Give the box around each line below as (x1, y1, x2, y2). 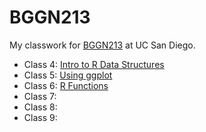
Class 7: (23, 90, 57, 102)
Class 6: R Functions (23, 79, 109, 91)
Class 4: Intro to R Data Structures (23, 58, 165, 70)
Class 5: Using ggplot (23, 69, 113, 81)
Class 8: (23, 101, 58, 113)
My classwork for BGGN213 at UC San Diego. (9, 39, 196, 51)
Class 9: (23, 111, 58, 123)
